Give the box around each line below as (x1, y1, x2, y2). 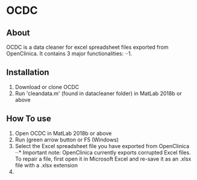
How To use (6, 114, 51, 124)
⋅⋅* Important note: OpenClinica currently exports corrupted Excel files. (14, 149, 191, 156)
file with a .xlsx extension (14, 161, 78, 169)
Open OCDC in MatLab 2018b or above (14, 129, 112, 137)
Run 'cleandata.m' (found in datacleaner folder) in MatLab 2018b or (14, 90, 183, 97)
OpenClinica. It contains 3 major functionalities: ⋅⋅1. (6, 50, 133, 57)
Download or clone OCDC (14, 83, 80, 90)
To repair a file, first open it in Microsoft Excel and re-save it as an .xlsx (14, 155, 192, 163)
